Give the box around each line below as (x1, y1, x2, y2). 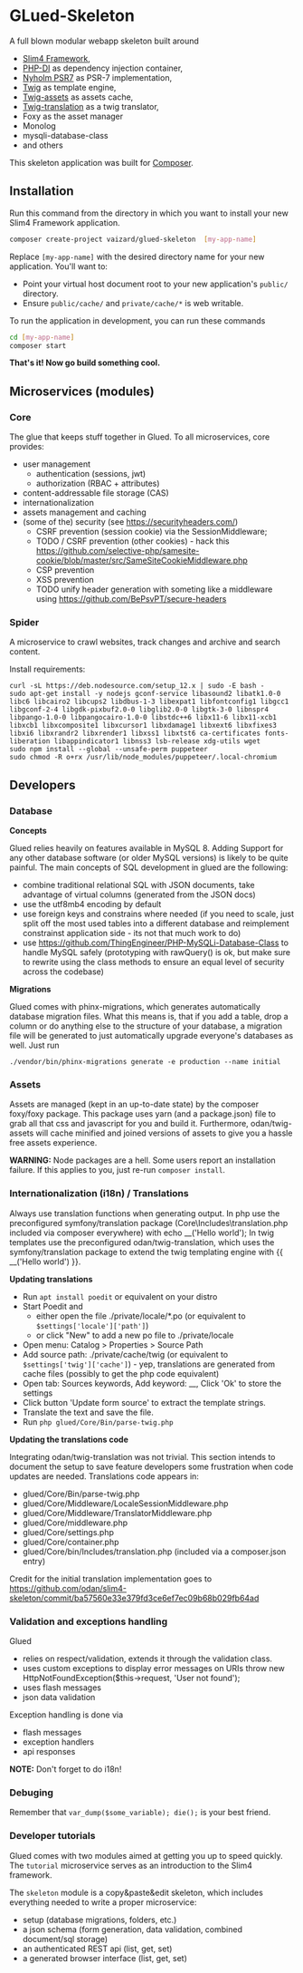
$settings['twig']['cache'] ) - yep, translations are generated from (22, 1359, 276, 1369)
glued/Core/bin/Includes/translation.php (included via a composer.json (22, 1546, 287, 1557)
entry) (22, 1555, 46, 1566)
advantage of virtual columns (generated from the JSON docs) (22, 889, 256, 900)
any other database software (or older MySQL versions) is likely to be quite (9, 853, 289, 864)
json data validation (22, 1691, 96, 1702)
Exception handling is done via (9, 1709, 124, 1720)
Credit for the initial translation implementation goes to (9, 1573, 213, 1584)
